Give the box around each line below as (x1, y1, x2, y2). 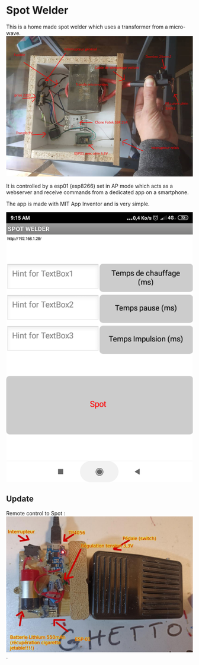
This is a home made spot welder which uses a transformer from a (6, 23, 168, 30)
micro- (169, 23, 186, 30)
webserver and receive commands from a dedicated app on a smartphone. (6, 188, 190, 196)
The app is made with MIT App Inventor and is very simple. (6, 200, 150, 207)
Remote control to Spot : (6, 509, 66, 517)
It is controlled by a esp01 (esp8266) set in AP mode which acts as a (6, 182, 174, 189)
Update (6, 494, 34, 504)
